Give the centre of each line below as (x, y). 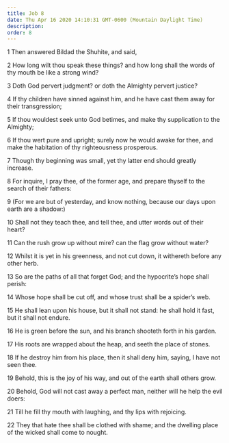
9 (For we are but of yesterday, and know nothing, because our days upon (111, 202)
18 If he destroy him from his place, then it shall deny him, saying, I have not (114, 357)
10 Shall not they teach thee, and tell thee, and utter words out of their (105, 223)
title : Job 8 (26, 13)
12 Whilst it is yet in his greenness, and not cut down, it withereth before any (114, 256)
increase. (20, 168)
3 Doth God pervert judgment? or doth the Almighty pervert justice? (103, 86)
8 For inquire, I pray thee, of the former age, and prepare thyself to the (106, 181)
